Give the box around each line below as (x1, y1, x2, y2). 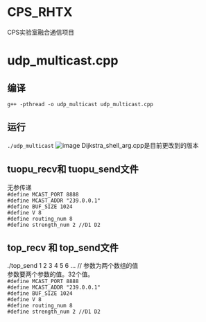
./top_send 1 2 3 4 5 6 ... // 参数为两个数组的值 (7, 262, 139, 270)
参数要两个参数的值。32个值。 (7, 270, 94, 278)
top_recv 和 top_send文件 (7, 241, 119, 253)
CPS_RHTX (7, 4, 73, 20)
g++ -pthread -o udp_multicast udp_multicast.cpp (7, 101, 154, 108)
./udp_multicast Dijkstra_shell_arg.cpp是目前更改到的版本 (7, 141, 199, 149)
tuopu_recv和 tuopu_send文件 (7, 164, 139, 176)
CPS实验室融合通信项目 (7, 28, 75, 36)
